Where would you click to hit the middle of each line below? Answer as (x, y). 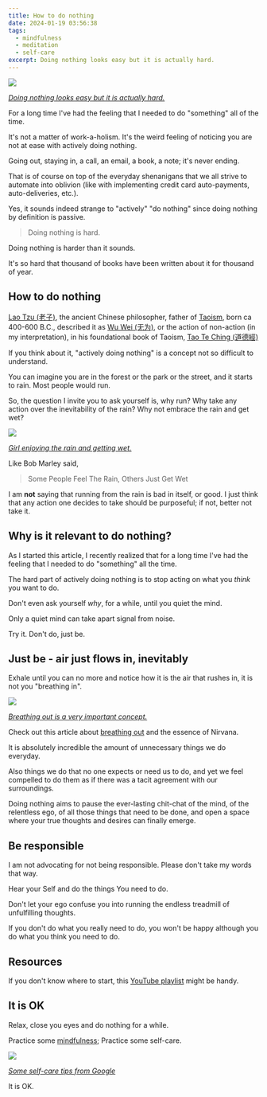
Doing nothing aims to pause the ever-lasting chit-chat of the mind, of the (129, 804)
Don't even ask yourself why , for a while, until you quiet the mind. (115, 603)
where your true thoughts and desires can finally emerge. (102, 821)
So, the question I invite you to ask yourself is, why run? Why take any (123, 400)
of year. (21, 271)
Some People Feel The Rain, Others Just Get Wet (108, 478)
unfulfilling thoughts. (42, 913)
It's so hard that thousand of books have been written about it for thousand (131, 263)
